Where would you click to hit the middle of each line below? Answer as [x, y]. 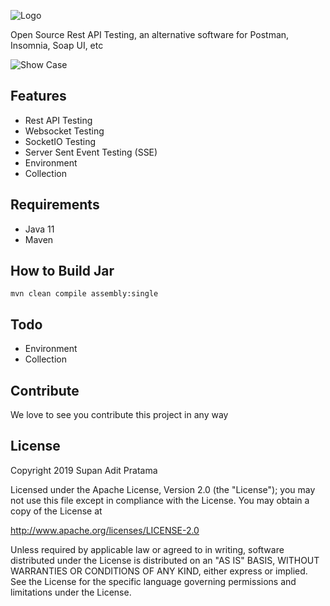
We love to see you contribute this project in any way [119, 415]
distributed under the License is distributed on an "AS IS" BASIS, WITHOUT [165, 560]
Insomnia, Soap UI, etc [57, 45]
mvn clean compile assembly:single [84, 294]
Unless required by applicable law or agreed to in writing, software [147, 549]
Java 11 [39, 229]
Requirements [55, 205]
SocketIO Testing [60, 141]
